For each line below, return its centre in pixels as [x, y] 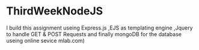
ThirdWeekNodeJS [55, 11]
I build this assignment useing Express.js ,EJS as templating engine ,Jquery [100, 28]
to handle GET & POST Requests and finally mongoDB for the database [94, 34]
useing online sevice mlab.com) [46, 40]
